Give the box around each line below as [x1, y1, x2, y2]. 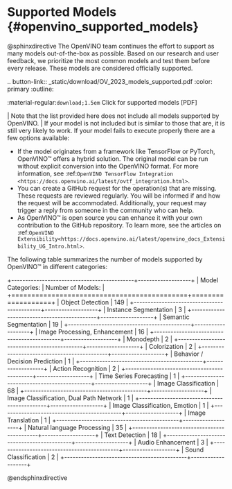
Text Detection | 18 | [104, 431, 161, 439]
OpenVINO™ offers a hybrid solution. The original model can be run [17, 154, 208, 163]
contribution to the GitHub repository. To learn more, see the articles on [17, 221, 222, 229]
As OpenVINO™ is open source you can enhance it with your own [17, 213, 203, 222]
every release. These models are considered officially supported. [7, 64, 193, 72]
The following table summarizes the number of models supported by [7, 255, 203, 264]
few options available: [7, 133, 70, 142]
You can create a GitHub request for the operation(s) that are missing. [17, 184, 217, 192]
